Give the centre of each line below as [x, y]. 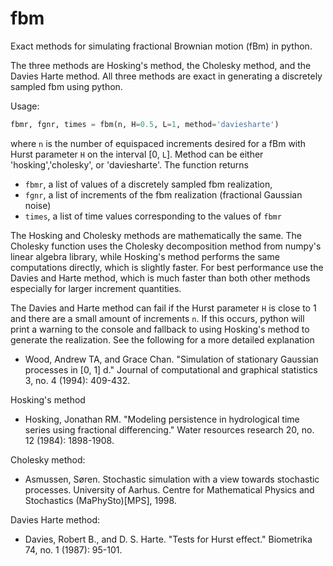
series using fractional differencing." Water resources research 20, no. [169, 429]
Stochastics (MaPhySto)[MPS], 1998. [100, 500]
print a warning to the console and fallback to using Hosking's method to [160, 329]
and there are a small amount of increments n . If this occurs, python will [157, 318]
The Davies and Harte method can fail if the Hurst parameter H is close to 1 [163, 308]
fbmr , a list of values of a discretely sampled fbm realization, [148, 184]
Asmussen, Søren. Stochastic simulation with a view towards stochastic [172, 479]
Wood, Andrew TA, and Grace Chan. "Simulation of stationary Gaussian [171, 359]
